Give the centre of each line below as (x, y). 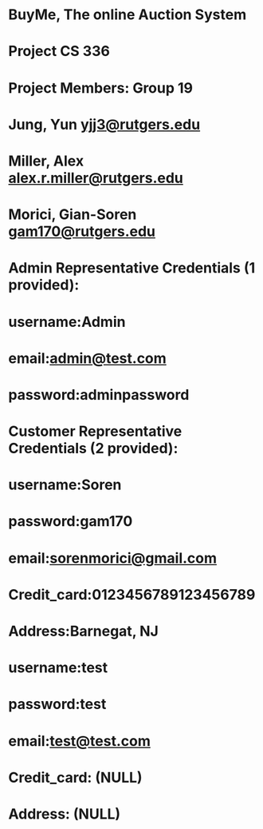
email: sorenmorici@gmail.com (113, 558)
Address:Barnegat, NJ (84, 631)
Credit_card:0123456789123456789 (132, 594)
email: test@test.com (80, 741)
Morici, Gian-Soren (73, 215)
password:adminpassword (99, 395)
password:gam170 (71, 522)
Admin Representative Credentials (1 (132, 268)
